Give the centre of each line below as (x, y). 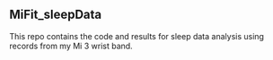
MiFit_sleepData (56, 15)
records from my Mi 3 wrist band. (71, 46)
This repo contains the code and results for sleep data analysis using (137, 36)
